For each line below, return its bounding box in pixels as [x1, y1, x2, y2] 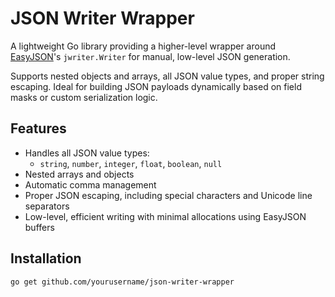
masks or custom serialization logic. [10, 91, 158, 103]
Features [10, 120, 67, 137]
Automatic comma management [24, 178, 157, 191]
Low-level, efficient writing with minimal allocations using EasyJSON [24, 210, 307, 222]
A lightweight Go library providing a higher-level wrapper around [10, 40, 277, 52]
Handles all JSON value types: [24, 147, 150, 159]
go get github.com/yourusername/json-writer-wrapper [10, 277, 235, 287]
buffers [24, 221, 55, 233]
